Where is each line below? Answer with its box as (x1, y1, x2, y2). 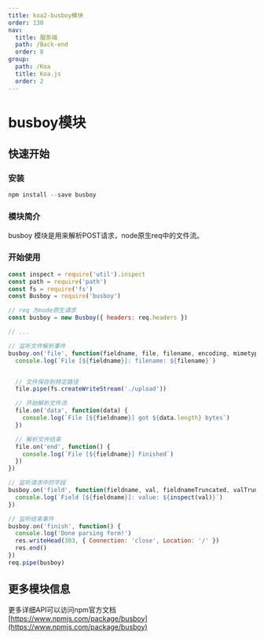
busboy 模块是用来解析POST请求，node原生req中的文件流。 (8, 230, 204, 240)
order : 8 (15, 48, 44, 56)
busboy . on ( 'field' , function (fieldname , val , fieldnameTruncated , (8, 487, 230, 494)
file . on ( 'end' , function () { (15, 443, 111, 450)
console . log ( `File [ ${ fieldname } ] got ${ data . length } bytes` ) (22, 414, 230, 422)
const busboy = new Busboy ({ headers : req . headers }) (8, 314, 189, 322)
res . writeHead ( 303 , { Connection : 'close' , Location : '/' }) (15, 537, 220, 545)
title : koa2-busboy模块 (8, 11, 84, 20)
